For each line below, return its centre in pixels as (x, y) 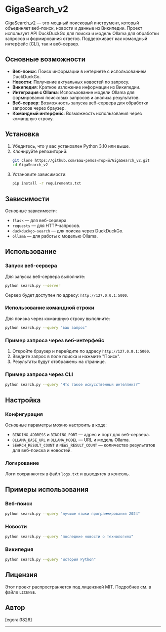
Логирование (22, 463)
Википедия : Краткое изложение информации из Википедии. (76, 87)
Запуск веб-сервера (31, 266)
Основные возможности (45, 60)
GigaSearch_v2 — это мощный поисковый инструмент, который (72, 23)
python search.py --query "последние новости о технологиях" (69, 537)
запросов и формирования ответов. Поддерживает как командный (76, 39)
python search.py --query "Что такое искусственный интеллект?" (73, 385)
